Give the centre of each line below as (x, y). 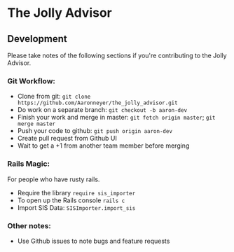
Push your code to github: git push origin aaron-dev (95, 131)
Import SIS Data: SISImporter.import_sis (76, 207)
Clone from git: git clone (54, 97)
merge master (36, 124)
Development (37, 39)
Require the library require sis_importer (76, 192)
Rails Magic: (29, 164)
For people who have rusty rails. (54, 179)
